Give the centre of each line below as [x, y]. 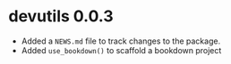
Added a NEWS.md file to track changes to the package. [121, 41]
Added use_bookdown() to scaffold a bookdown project [121, 50]
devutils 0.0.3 [61, 16]
